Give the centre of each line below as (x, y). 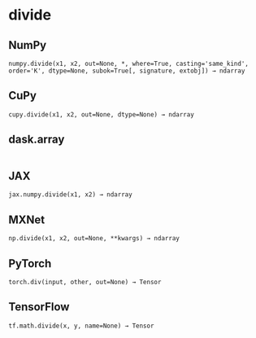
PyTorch (30, 263)
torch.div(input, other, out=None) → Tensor (85, 283)
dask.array (37, 140)
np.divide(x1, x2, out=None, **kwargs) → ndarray (94, 239)
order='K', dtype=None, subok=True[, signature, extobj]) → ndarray (127, 71)
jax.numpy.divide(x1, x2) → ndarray (70, 195)
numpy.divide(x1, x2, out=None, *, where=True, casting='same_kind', (129, 64)
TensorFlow (39, 307)
